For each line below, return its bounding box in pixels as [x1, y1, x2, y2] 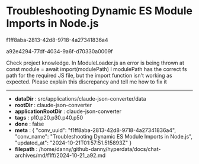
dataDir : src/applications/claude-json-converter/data [14, 95, 146, 102]
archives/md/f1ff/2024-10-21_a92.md [14, 152, 106, 159]
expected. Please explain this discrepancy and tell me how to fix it [6, 78, 167, 85]
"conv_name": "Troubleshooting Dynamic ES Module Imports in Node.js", [14, 133, 193, 140]
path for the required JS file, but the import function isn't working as [6, 72, 173, 79]
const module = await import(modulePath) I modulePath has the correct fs [6, 65, 188, 72]
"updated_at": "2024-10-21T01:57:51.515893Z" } [14, 139, 132, 146]
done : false [14, 120, 44, 127]
